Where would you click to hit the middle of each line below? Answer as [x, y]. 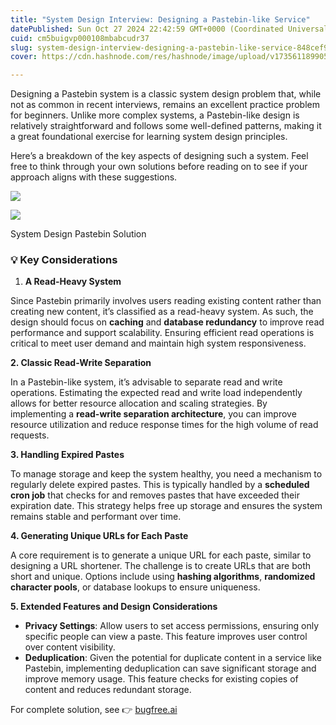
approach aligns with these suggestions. [94, 177]
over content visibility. [70, 647]
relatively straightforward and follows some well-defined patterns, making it [166, 126]
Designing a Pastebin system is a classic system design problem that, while [166, 94]
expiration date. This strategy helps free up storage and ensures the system [166, 506]
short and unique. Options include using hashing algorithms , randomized [163, 577]
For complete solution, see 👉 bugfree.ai [94, 710]
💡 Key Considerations [64, 260]
